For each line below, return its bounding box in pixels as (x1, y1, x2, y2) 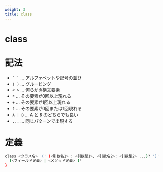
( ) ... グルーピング (12, 81, 52, 86)
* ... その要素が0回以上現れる (12, 93, 72, 99)
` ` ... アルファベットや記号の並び (12, 75, 82, 81)
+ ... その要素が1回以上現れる (12, 99, 71, 105)
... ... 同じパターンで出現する (12, 118, 73, 124)
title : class (5, 12, 32, 17)
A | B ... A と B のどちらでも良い (12, 112, 78, 118)
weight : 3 (5, 7, 26, 12)
